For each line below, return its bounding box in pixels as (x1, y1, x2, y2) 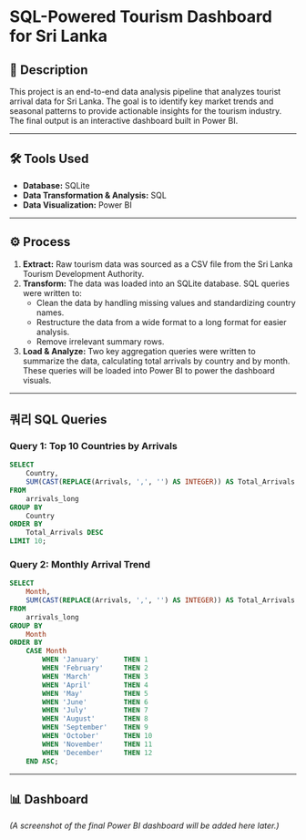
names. (36, 307, 65, 318)
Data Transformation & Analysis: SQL (22, 190, 167, 200)
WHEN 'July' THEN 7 (42, 706, 148, 715)
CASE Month (25, 647, 67, 656)
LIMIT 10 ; (9, 537, 47, 546)
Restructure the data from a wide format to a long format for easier (36, 316, 287, 327)
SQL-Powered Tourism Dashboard (9, 6, 273, 27)
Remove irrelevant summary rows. (36, 335, 165, 347)
